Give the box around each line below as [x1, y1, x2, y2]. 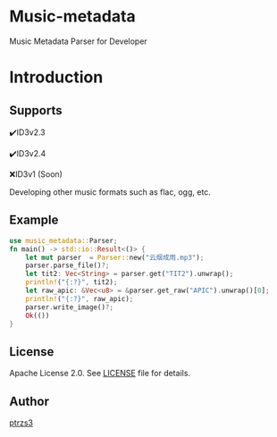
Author [9, 393, 49, 408]
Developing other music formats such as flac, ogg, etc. [9, 186, 212, 197]
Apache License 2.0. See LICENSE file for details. [9, 368, 190, 379]
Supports [9, 103, 63, 118]
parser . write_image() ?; [25, 302, 114, 312]
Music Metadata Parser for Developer [9, 36, 147, 46]
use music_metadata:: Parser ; [9, 236, 118, 245]
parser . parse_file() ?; [25, 261, 110, 270]
